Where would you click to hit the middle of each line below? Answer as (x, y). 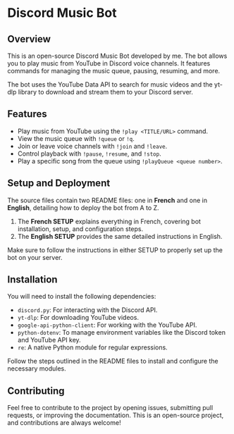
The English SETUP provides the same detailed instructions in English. (120, 236)
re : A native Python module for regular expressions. (92, 347)
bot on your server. (35, 257)
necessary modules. (37, 368)
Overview (29, 39)
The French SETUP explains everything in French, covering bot (109, 221)
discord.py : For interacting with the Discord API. (87, 310)
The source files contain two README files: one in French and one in (107, 200)
